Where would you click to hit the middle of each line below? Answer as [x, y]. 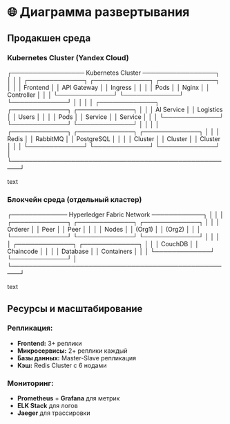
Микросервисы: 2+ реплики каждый [72, 351]
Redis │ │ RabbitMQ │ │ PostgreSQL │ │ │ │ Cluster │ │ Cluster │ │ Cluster [114, 138]
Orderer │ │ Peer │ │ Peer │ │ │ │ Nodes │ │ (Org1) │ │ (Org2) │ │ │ [104, 230]
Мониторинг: [30, 383]
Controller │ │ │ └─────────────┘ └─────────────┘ [96, 95]
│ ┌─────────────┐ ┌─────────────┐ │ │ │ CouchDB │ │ [103, 244]
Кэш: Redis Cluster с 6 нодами [62, 365]
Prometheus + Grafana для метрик [68, 398]
